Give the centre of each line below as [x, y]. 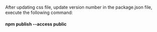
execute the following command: [39, 12]
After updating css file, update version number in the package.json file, [79, 7]
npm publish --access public [36, 24]
